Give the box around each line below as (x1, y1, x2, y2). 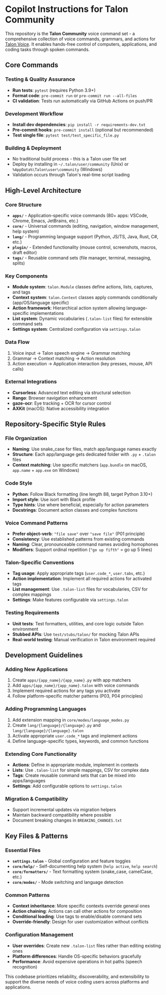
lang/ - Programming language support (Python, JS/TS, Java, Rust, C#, (12, 233, 159, 240)
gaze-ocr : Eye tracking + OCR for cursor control (12, 400, 111, 406)
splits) (12, 260, 25, 266)
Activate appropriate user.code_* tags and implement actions (12, 732, 138, 738)
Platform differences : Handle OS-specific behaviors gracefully (12, 953, 141, 959)
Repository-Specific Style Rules (5, 420, 106, 428)
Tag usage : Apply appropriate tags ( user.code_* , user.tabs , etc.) (12, 570, 145, 576)
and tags (12, 289, 31, 295)
